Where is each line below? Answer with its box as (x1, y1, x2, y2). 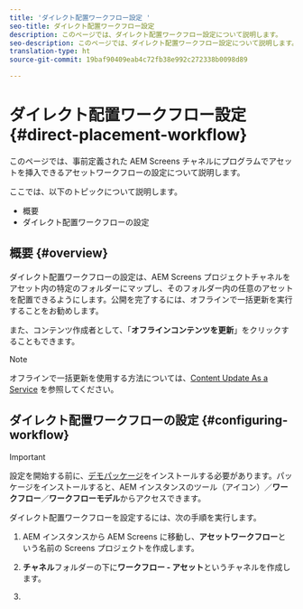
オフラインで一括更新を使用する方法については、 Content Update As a (9, 372, 269, 383)
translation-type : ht (9, 47, 91, 56)
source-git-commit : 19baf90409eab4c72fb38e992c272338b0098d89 (9, 55, 248, 64)
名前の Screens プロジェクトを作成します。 (38, 542, 200, 553)
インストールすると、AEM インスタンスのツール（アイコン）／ (40, 481, 273, 492)
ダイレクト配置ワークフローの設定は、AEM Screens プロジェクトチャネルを (9, 271, 291, 282)
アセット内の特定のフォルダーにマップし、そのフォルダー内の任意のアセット (9, 282, 294, 294)
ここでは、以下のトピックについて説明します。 (9, 186, 183, 197)
